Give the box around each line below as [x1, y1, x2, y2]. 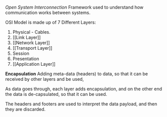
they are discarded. [5, 106, 46, 112]
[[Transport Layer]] [12, 45, 52, 51]
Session [12, 50, 29, 56]
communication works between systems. [5, 10, 91, 16]
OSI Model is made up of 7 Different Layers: [5, 20, 96, 25]
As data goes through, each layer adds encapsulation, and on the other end [5, 86, 162, 92]
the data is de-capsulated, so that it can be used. [5, 91, 107, 97]
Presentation [12, 56, 39, 62]
